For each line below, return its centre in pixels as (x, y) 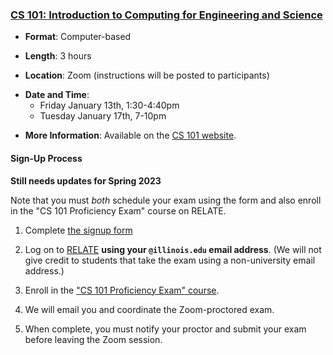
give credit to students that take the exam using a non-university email (170, 260)
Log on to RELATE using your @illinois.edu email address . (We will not (173, 249)
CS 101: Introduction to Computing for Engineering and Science (166, 15)
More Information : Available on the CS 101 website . (130, 135)
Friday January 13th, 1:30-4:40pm (109, 105)
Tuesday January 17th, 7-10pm (103, 116)
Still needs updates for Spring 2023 (86, 180)
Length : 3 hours (58, 56)
